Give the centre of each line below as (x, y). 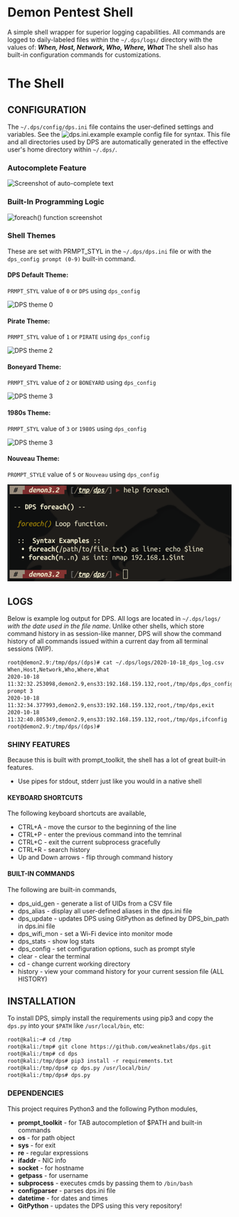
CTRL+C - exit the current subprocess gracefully (89, 842)
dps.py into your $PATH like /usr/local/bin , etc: (76, 1026)
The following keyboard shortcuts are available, (77, 813)
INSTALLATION (42, 1001)
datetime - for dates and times (63, 1198)
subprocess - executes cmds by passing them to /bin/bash (105, 1183)
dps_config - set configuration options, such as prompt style (106, 948)
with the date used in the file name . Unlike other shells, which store (106, 626)
